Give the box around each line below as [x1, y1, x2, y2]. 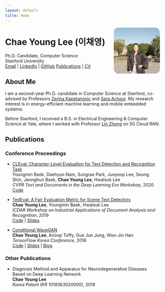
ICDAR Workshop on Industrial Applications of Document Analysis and [12, 207, 156, 213]
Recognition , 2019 [12, 212, 49, 218]
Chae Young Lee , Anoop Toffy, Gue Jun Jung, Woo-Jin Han [12, 232, 134, 238]
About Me [5, 78, 36, 86]
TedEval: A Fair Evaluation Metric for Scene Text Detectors [12, 196, 131, 202]
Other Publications [5, 255, 51, 262]
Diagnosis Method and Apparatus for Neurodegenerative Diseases [12, 266, 147, 272]
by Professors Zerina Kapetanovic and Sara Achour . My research [22, 96, 154, 102]
